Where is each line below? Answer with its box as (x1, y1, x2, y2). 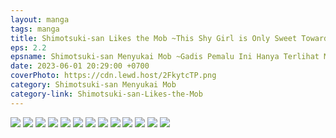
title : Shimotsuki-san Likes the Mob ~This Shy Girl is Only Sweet (10, 33, 298, 43)
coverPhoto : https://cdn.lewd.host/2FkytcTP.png (10, 71, 217, 81)
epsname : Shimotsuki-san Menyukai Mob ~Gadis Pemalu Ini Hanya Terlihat (10, 52, 320, 62)
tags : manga (10, 24, 60, 34)
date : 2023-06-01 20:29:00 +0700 (10, 61, 150, 71)
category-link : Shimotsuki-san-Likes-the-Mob (10, 89, 203, 99)
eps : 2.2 (10, 42, 47, 53)
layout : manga (10, 14, 70, 25)
